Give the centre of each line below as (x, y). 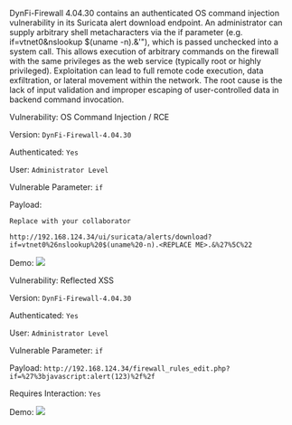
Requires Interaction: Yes (55, 393)
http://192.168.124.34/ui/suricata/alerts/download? (111, 237)
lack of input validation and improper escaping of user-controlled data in (144, 90)
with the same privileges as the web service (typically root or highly (136, 61)
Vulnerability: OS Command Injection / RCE (89, 117)
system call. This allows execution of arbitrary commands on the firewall (144, 52)
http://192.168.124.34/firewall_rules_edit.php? (137, 369)
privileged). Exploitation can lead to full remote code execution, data (137, 71)
